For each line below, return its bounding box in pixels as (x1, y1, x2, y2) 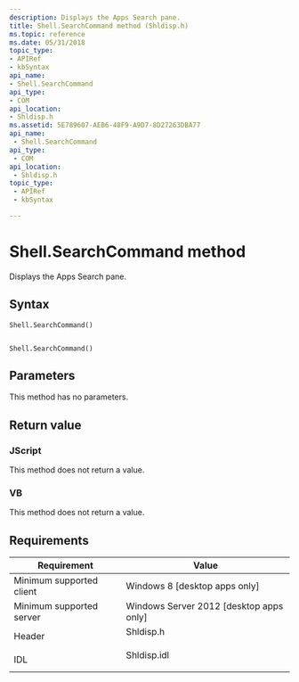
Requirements (9, 532, 89, 548)
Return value (9, 417, 82, 432)
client (13, 586, 37, 598)
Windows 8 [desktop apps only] (125, 580, 260, 593)
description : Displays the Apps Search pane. (9, 12, 181, 22)
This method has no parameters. (9, 391, 129, 402)
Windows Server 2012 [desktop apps (125, 600, 284, 612)
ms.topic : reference (9, 29, 86, 38)
